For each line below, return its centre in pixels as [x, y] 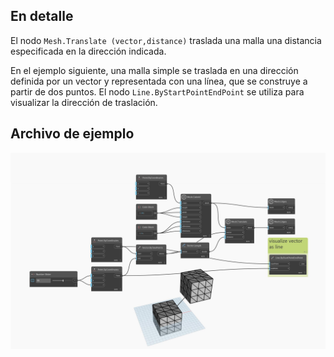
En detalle [42, 16]
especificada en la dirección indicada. [88, 51]
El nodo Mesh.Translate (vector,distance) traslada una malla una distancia [166, 40]
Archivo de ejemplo [72, 134]
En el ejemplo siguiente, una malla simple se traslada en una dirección [154, 70]
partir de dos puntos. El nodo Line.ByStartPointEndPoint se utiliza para [157, 91]
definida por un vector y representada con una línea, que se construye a [159, 81]
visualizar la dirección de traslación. [84, 102]
